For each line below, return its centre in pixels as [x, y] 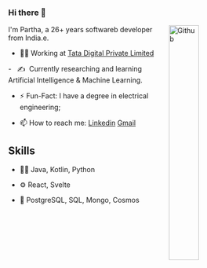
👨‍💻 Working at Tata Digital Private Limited [87, 53]
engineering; [40, 107]
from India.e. [29, 38]
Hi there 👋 [27, 13]
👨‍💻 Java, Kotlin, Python [57, 170]
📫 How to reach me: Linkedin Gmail [77, 123]
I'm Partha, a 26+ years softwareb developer [80, 30]
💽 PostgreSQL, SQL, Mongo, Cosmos [79, 200]
